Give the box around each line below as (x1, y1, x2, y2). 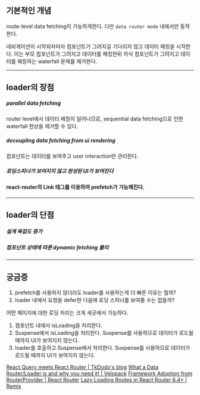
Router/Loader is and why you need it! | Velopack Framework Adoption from (6, 370, 193, 377)
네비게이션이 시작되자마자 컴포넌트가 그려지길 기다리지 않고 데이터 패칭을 (6, 42, 175, 50)
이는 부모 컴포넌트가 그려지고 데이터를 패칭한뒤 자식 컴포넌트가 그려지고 (14, 50, 180, 57)
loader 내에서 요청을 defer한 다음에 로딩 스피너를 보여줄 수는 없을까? (14, 297, 175, 304)
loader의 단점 (6, 210, 55, 220)
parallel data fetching (6, 99, 61, 106)
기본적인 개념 (6, 5, 52, 16)
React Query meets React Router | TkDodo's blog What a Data (6, 363, 159, 371)
